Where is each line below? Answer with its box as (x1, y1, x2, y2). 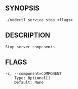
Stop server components (5, 44, 55, 49)
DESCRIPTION (5, 31, 50, 40)
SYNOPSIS (5, 4, 40, 13)
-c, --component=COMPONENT (5, 71, 62, 76)
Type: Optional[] (14, 75, 51, 81)
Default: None (14, 80, 44, 85)
